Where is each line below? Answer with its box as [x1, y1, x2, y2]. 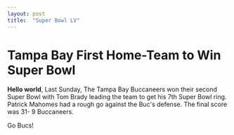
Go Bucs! [7, 121, 34, 130]
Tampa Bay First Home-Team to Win [7, 47, 221, 63]
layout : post [7, 10, 46, 18]
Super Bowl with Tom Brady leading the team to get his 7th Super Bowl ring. [7, 93, 227, 101]
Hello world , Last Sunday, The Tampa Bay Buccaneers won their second [7, 85, 218, 94]
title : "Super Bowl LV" [7, 17, 80, 24]
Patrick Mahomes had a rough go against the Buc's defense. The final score [7, 100, 228, 109]
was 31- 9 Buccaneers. [7, 108, 74, 116]
